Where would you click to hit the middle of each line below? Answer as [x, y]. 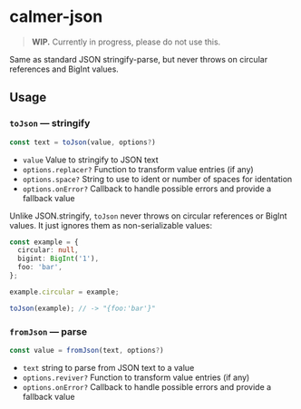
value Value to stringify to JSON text [90, 160]
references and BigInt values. [64, 69]
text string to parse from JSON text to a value [108, 367]
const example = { [44, 242]
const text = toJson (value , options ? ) [83, 142]
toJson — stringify [50, 123]
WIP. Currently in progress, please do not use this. [126, 42]
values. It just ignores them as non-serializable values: [111, 225]
